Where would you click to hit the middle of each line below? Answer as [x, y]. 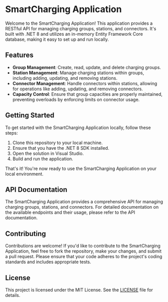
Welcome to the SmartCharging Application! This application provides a [79, 23]
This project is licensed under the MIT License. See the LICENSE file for [79, 290]
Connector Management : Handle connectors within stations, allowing [85, 83]
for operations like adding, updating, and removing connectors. [77, 89]
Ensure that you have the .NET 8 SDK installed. [61, 148]
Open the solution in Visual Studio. [48, 153]
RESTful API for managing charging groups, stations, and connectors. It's [81, 28]
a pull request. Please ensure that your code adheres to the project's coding [84, 257]
